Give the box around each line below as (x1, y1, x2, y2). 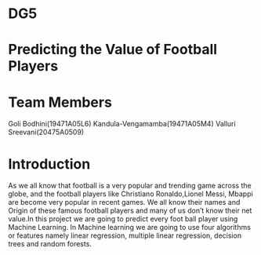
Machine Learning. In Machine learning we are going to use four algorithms (8, 223, 251, 232)
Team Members (8, 93, 112, 111)
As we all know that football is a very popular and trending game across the (8, 181, 252, 191)
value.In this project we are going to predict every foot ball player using (8, 214, 238, 224)
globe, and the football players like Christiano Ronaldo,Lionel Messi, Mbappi (8, 189, 253, 199)
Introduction (8, 155, 91, 173)
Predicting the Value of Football (8, 41, 218, 59)
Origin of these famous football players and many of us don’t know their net (8, 206, 252, 216)
